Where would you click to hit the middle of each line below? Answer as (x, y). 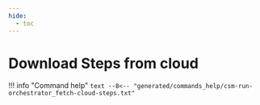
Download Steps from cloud (104, 63)
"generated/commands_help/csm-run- (193, 86)
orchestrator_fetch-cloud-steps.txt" (72, 94)
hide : (17, 16)
